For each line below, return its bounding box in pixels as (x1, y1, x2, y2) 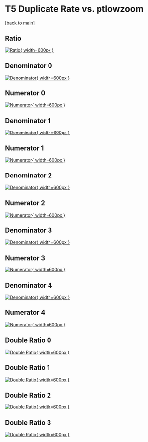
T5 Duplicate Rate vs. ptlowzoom (5, 3, 144, 15)
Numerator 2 (5, 199, 46, 207)
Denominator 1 (5, 116, 51, 125)
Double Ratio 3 (5, 418, 51, 427)
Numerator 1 (5, 144, 44, 152)
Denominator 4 (5, 281, 52, 290)
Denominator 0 (5, 62, 52, 70)
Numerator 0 (5, 89, 46, 97)
